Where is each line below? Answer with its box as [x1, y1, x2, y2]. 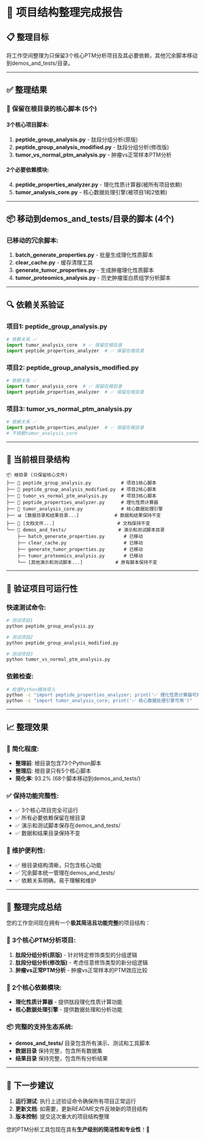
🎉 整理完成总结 [6, 902, 62, 912]
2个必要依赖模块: [6, 166, 49, 174]
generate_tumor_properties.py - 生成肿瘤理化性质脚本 [15, 266, 154, 274]
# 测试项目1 [6, 618, 34, 624]
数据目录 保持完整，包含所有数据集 [15, 1047, 103, 1055]
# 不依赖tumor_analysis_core [6, 430, 78, 436]
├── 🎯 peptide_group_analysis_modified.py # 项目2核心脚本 [6, 486, 157, 493]
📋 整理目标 [6, 32, 49, 42]
